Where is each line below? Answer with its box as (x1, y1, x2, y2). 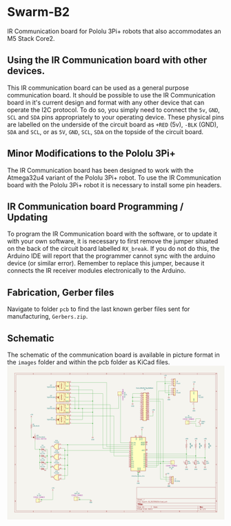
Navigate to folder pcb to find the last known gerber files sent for (7, 305, 190, 313)
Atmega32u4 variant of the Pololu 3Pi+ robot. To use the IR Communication (7, 173, 222, 182)
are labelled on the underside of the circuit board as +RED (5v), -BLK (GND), (7, 120, 219, 129)
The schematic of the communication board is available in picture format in (7, 350, 220, 359)
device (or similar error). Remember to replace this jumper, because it (7, 259, 205, 267)
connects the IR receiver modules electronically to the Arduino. (7, 267, 186, 275)
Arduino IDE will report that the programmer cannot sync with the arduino (7, 252, 216, 260)
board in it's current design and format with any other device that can (7, 98, 205, 106)
